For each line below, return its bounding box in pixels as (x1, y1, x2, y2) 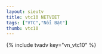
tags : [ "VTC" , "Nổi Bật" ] (6, 20, 68, 26)
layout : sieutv (6, 8, 44, 15)
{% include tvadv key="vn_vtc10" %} (6, 42, 97, 49)
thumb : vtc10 (6, 25, 39, 31)
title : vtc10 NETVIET (6, 14, 60, 20)
